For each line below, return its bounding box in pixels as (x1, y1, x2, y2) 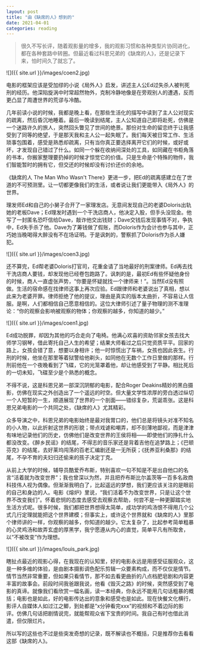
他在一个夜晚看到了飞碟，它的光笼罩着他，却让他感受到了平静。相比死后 (16, 362, 194, 369)
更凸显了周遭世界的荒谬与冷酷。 (6, 97, 85, 104)
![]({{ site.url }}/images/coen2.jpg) (6, 69, 90, 76)
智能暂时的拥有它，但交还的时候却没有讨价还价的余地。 (11, 161, 147, 169)
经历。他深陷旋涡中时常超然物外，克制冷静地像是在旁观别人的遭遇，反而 (16, 89, 194, 96)
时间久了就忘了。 (36, 57, 79, 64)
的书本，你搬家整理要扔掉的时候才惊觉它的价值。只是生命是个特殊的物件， (6, 154, 189, 161)
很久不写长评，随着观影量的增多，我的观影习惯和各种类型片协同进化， (20, 42, 193, 49)
